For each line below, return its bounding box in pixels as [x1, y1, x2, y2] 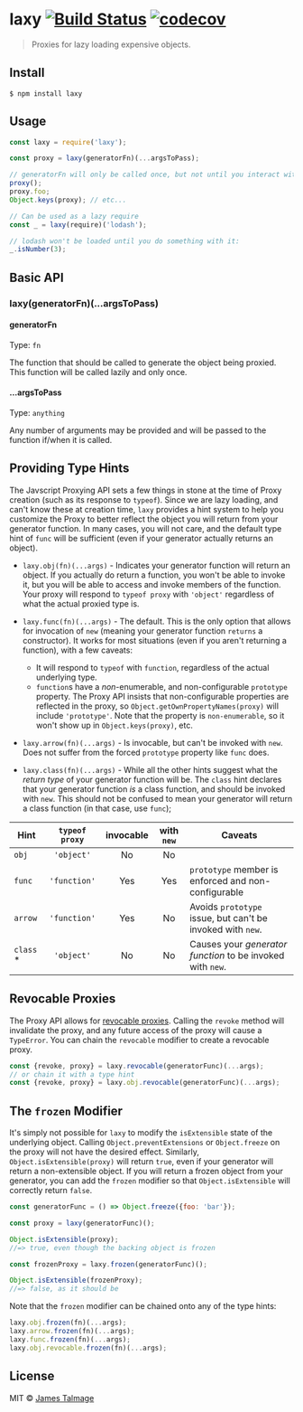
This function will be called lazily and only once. [9, 366, 188, 377]
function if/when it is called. [9, 435, 113, 446]
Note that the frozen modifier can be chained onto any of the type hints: [9, 1301, 277, 1312]
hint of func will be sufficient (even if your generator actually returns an [9, 532, 273, 543]
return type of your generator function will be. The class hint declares [22, 774, 282, 785]
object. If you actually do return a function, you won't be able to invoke [22, 570, 286, 580]
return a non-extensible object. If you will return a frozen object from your [9, 1166, 284, 1177]
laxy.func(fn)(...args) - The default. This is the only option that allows [22, 616, 291, 626]
